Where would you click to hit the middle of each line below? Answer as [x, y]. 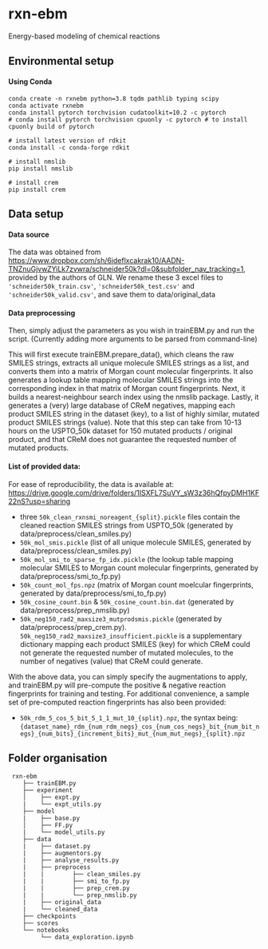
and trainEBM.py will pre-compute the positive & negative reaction [117, 685]
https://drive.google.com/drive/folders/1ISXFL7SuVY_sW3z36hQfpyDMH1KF [134, 492]
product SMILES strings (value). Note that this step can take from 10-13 [125, 423]
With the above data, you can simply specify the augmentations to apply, [128, 676]
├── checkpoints [50, 916]
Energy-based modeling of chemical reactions [84, 36]
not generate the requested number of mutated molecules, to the [126, 652]
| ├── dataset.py [57, 847]
